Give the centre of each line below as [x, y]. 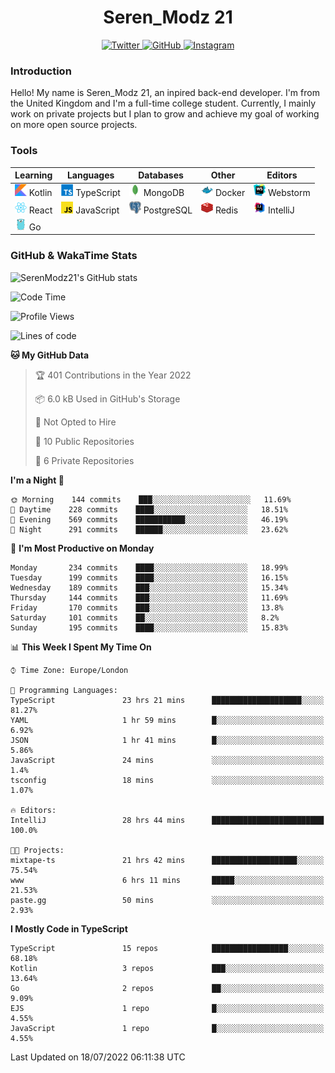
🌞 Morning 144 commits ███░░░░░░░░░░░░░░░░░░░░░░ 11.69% [151, 499]
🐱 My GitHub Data [50, 355]
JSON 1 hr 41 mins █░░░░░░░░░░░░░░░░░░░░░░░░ [167, 740]
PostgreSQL [168, 210]
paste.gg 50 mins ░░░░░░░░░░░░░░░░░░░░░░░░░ [167, 900]
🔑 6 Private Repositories [84, 460]
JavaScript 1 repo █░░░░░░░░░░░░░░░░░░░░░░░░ [167, 1028]
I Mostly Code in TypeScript [69, 928]
